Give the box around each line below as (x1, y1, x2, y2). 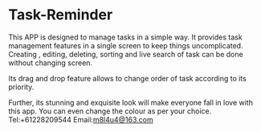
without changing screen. (8, 58, 93, 68)
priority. (8, 82, 35, 92)
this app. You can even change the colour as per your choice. (8, 106, 212, 116)
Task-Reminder (8, 6, 113, 24)
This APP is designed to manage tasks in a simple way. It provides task (8, 32, 243, 42)
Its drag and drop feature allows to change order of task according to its (8, 73, 247, 83)
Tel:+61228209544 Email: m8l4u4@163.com (8, 114, 154, 124)
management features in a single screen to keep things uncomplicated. (8, 40, 243, 50)
